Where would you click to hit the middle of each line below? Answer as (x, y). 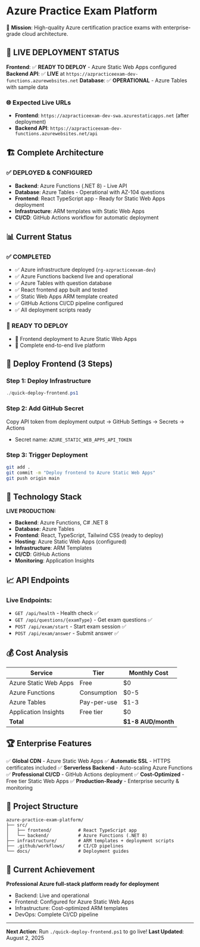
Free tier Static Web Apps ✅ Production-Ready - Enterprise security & (93, 781)
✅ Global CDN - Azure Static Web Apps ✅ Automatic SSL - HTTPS (88, 760)
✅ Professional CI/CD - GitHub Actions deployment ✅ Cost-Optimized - (95, 774)
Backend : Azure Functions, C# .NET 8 (61, 523)
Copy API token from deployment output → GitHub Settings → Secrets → (95, 421)
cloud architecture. (45, 33)
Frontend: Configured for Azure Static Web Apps (74, 902)
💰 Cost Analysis (37, 653)
